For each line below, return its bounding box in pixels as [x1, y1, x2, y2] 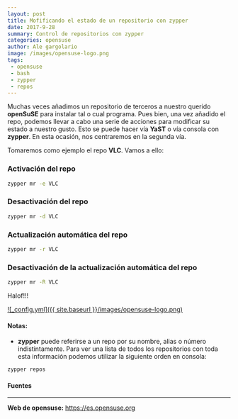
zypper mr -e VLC [7, 180, 59, 187]
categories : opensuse [7, 37, 72, 44]
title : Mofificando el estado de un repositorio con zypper [7, 17, 189, 24]
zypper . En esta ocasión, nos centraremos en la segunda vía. [7, 133, 186, 141]
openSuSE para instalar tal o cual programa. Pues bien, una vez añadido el [7, 110, 226, 118]
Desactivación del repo [7, 196, 89, 206]
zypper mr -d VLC [7, 213, 59, 220]
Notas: [7, 321, 28, 330]
